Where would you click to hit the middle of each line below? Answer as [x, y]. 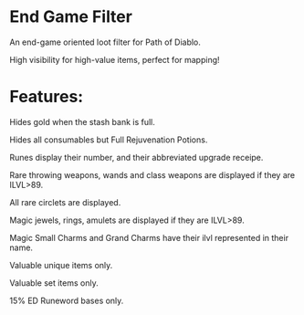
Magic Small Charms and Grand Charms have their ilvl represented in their [149, 237]
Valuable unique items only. [61, 265]
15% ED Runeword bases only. [67, 300]
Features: [47, 97]
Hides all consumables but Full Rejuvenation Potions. [109, 140]
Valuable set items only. [54, 283]
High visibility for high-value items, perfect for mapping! [115, 59]
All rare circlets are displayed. [65, 202]
